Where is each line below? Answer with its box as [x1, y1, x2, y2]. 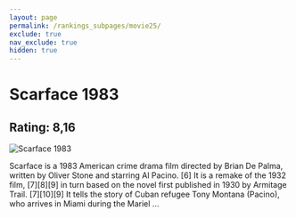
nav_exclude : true [9, 37, 78, 47]
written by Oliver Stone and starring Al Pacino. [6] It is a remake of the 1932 [9, 170, 287, 181]
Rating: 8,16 [9, 119, 76, 134]
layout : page [9, 12, 58, 22]
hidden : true [9, 46, 58, 55]
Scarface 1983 [9, 85, 119, 105]
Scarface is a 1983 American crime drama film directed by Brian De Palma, [9, 161, 284, 172]
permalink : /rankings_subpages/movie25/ [9, 21, 162, 30]
